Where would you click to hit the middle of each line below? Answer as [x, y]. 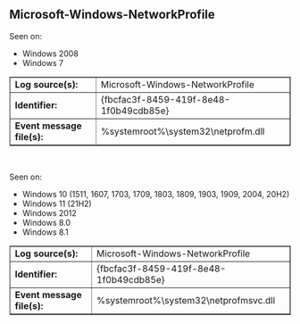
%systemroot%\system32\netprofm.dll [183, 131]
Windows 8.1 [45, 232]
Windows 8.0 [46, 222]
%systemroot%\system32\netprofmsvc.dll [186, 300]
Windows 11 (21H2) [57, 204]
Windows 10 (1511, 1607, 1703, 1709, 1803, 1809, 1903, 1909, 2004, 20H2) [156, 194]
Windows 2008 [50, 54]
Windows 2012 [50, 212]
